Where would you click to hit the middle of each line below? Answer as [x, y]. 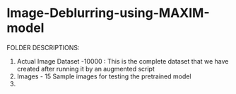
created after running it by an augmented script [85, 69]
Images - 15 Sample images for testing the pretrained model [104, 76]
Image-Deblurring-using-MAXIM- [108, 13]
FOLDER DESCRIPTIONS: [43, 47]
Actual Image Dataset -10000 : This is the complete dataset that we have [123, 61]
